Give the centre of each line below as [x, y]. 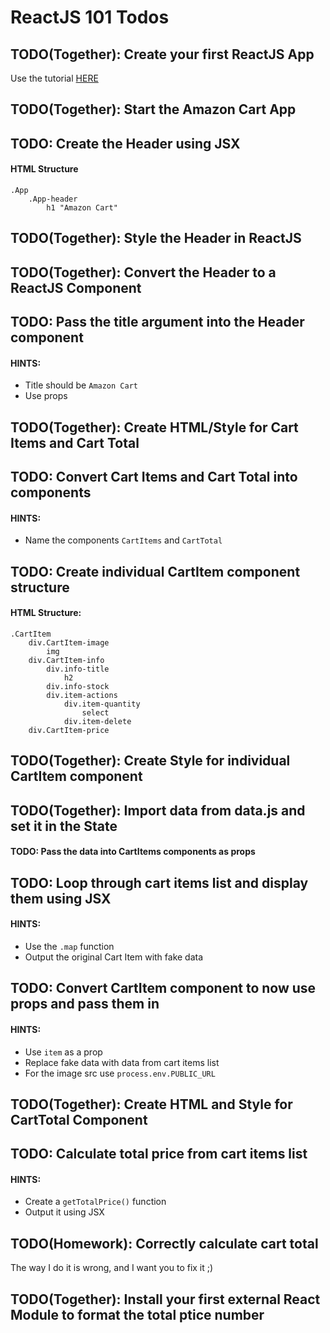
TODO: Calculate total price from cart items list [159, 1154]
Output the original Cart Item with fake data [114, 957]
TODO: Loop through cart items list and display [159, 882]
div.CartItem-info [66, 660]
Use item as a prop [63, 1052]
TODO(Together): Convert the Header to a [143, 272]
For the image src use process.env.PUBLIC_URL [120, 1073]
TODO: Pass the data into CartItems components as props [133, 852]
